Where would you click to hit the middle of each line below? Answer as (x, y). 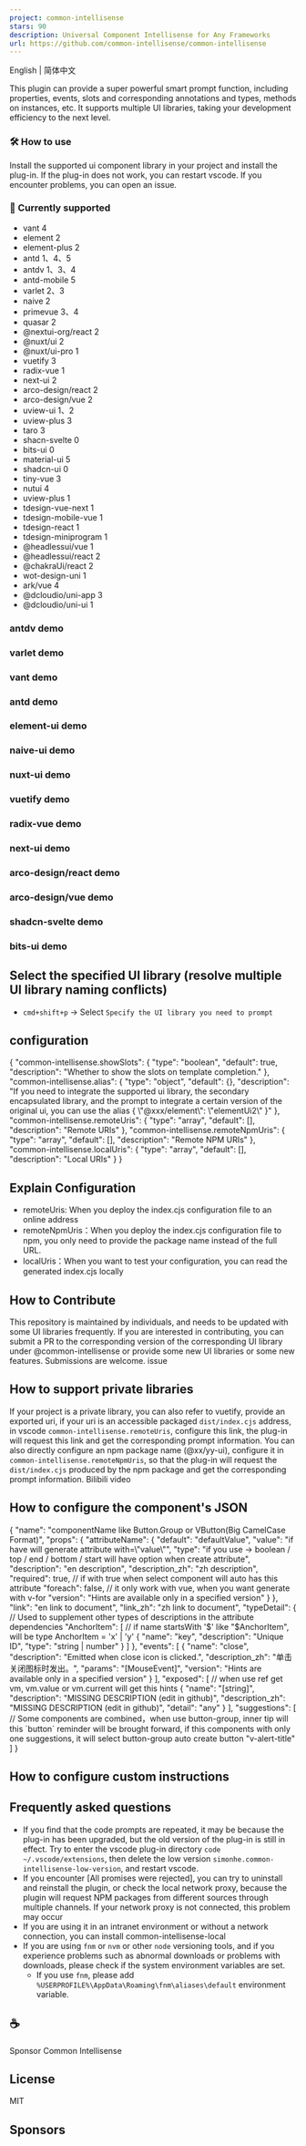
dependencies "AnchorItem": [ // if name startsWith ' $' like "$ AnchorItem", (149, 1626)
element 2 (41, 237)
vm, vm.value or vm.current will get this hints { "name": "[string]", (132, 1688)
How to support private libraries (102, 1390)
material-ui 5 (46, 459)
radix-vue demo (46, 824)
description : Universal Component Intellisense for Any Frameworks (140, 35)
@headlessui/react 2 (61, 556)
